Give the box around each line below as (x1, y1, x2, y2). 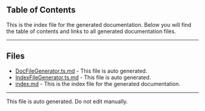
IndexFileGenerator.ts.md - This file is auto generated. (15, 73, 151, 81)
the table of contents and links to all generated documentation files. (6, 27, 176, 35)
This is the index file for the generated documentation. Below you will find (6, 21, 192, 28)
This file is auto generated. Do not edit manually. (6, 98, 128, 105)
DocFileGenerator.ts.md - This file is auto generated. (15, 67, 148, 74)
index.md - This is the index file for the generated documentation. (15, 80, 181, 87)
